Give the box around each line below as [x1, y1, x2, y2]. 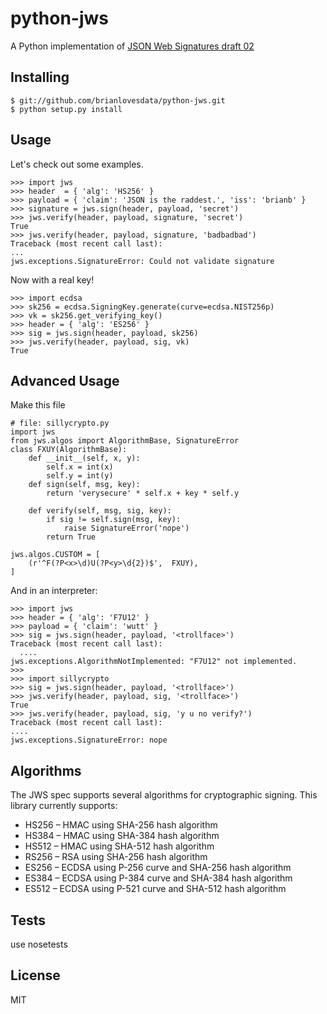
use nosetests [10, 938, 68, 950]
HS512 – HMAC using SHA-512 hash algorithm [24, 840, 215, 852]
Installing [10, 69, 70, 86]
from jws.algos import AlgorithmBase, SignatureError [10, 436, 240, 446]
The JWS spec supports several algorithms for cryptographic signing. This [10, 789, 318, 801]
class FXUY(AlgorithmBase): [10, 445, 128, 455]
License [10, 967, 61, 984]
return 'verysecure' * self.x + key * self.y [46, 488, 240, 499]
